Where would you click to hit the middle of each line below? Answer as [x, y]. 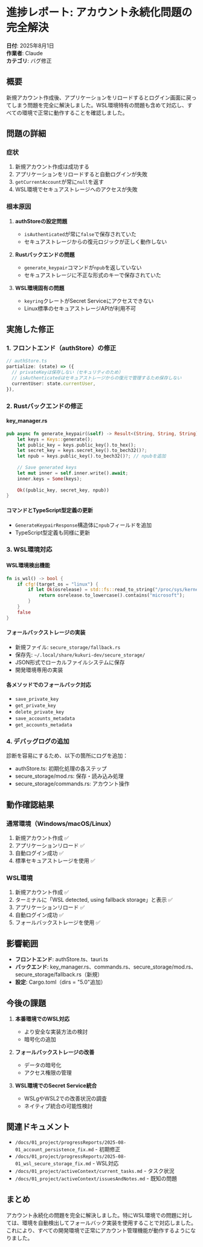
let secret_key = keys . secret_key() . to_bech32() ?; [82, 451]
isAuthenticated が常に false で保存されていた [80, 234]
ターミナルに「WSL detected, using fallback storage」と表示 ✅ [94, 900]
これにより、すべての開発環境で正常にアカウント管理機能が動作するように [98, 1230]
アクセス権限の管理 [48, 1072]
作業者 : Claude [25, 53]
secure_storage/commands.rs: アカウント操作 [72, 784]
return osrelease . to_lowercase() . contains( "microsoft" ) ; [112, 595]
